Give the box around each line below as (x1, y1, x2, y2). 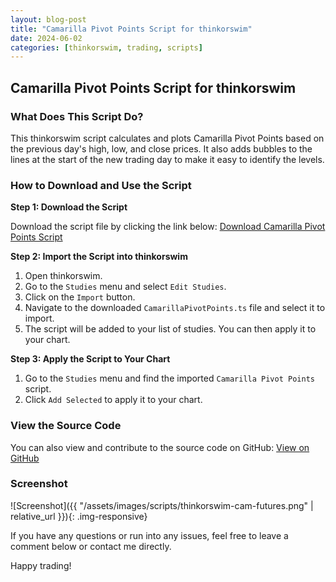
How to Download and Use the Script (10, 178, 192, 192)
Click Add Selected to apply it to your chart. (24, 394, 203, 406)
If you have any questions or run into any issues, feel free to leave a (10, 529, 289, 541)
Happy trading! (10, 559, 72, 571)
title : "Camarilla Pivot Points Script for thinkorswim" (10, 24, 253, 34)
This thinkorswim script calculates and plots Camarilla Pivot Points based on (10, 132, 325, 144)
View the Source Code (10, 419, 122, 433)
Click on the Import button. (24, 291, 136, 303)
